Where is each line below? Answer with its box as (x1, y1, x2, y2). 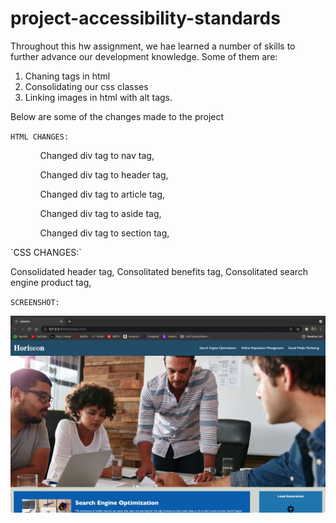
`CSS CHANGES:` (10, 246, 82, 258)
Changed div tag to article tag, (39, 188, 166, 200)
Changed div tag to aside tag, (39, 207, 162, 219)
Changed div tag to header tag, (39, 168, 169, 181)
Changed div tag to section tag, (39, 227, 170, 239)
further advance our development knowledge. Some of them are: (10, 50, 278, 62)
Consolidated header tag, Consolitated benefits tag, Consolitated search (10, 265, 309, 277)
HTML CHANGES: (10, 132, 70, 142)
